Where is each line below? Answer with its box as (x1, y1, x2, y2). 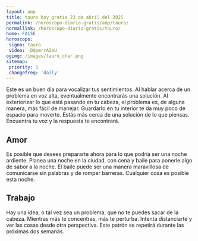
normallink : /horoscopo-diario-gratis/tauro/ (6, 25, 121, 32)
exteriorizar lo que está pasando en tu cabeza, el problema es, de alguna (6, 99, 186, 106)
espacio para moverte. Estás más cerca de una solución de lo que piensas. (6, 111, 190, 118)
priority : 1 (8, 64, 39, 70)
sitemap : (6, 58, 28, 64)
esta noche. (6, 176, 36, 183)
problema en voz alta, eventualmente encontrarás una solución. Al (6, 92, 168, 99)
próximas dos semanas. (6, 227, 64, 235)
